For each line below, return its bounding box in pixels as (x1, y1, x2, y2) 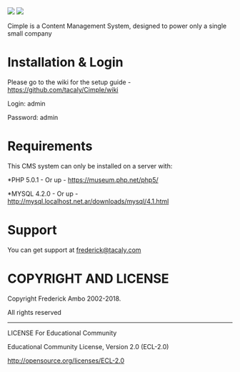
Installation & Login (7, 54, 124, 71)
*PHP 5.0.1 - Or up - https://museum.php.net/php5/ (7, 175, 159, 184)
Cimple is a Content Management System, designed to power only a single (7, 21, 227, 30)
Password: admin (7, 113, 59, 121)
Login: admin (7, 99, 46, 108)
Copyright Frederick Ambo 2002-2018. (7, 294, 121, 303)
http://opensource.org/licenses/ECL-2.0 (7, 356, 125, 365)
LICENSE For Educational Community (7, 328, 117, 337)
